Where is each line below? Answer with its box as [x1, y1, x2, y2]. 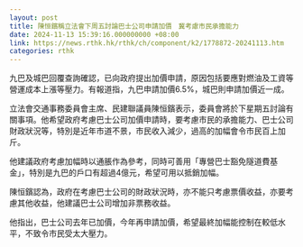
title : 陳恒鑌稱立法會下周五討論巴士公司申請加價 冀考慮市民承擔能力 [9, 22, 239, 31]
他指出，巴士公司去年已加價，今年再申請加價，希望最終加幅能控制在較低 [9, 217, 278, 228]
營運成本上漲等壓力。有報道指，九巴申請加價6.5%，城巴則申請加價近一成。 [9, 84, 290, 95]
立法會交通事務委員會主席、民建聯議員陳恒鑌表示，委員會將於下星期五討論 [9, 103, 286, 114]
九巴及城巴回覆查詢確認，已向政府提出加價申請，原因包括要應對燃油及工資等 [9, 73, 294, 84]
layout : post [9, 13, 59, 23]
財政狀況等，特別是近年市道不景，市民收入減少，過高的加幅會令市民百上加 [9, 125, 286, 136]
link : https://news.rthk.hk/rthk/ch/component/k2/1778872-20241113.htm [9, 38, 284, 48]
